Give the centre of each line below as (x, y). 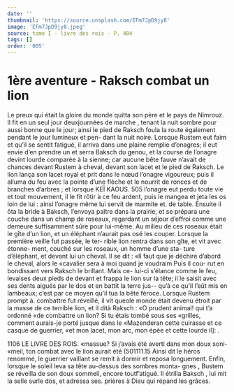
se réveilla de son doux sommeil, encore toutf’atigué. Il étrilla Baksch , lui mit (117, 373)
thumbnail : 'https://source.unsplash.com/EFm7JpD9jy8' (89, 20)
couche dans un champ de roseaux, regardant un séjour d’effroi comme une (117, 219)
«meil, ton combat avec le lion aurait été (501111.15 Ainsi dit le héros (104, 351)
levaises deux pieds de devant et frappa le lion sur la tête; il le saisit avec (112, 278)
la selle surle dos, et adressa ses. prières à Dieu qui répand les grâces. (109, 381)
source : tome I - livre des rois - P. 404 (70, 33)
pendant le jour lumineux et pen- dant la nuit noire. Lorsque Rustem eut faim (117, 137)
